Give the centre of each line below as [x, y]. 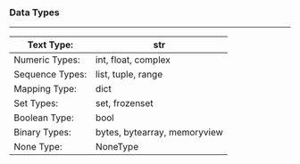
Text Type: [50, 45]
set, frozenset [124, 103]
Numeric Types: [47, 60]
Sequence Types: [50, 75]
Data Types [34, 12]
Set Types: [36, 103]
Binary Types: [42, 133]
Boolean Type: [44, 118]
